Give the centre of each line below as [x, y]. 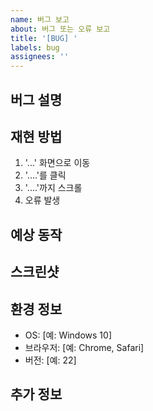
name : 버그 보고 [40, 19]
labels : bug [35, 47]
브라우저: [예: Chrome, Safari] [84, 347]
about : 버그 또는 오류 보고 [60, 29]
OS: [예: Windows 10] [68, 335]
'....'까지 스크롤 [53, 188]
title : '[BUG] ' [44, 38]
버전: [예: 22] [50, 360]
